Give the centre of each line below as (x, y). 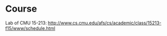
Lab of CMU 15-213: (26, 23)
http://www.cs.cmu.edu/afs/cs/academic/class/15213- (105, 23)
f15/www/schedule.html (30, 28)
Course (21, 9)
